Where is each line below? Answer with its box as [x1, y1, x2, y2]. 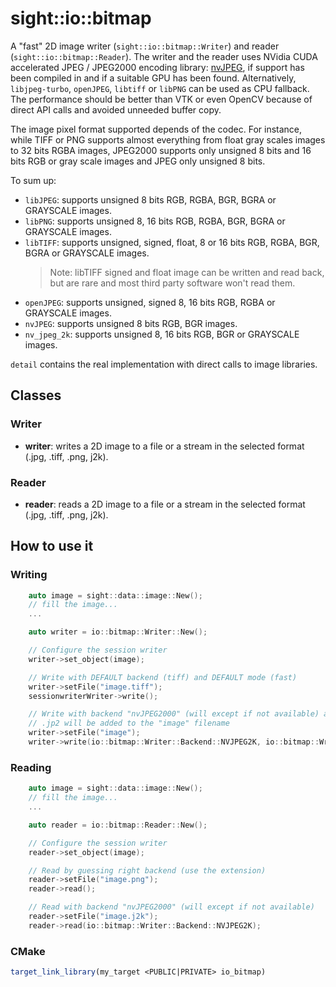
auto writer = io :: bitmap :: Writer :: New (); [28, 627, 208, 637]
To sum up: [10, 174, 57, 186]
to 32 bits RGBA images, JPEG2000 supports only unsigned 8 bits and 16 [10, 144, 312, 156]
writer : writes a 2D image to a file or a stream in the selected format [24, 440, 305, 452]
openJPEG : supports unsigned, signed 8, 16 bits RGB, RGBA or [24, 296, 276, 308]
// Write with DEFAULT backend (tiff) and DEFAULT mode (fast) [28, 672, 298, 682]
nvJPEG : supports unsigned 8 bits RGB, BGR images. [24, 317, 238, 329]
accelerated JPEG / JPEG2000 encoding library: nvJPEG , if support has [10, 61, 305, 73]
